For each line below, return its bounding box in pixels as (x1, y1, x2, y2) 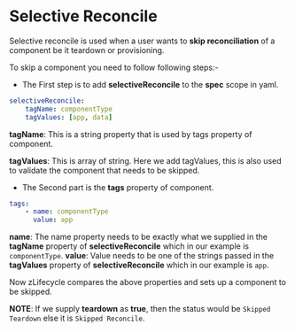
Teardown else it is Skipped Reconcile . (9, 313, 145, 324)
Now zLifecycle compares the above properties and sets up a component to (9, 277, 286, 288)
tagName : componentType (25, 104, 113, 113)
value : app (32, 215, 74, 225)
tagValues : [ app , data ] (25, 112, 113, 121)
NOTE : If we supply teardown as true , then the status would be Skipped (9, 304, 271, 314)
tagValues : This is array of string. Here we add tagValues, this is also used (9, 155, 282, 166)
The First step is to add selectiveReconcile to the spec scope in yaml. (21, 79, 279, 89)
